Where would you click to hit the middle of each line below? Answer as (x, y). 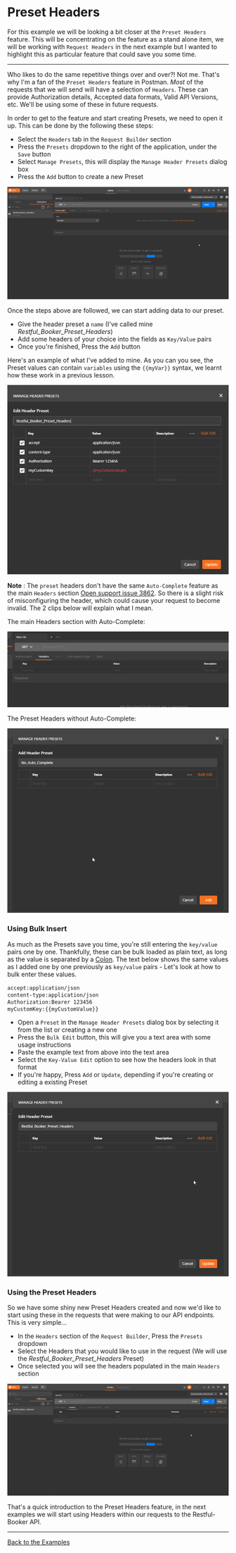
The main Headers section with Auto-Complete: (76, 621)
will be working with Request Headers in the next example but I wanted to (112, 46)
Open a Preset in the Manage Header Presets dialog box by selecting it (118, 1022)
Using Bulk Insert (37, 929)
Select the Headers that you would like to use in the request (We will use (122, 1351)
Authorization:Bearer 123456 (50, 1002)
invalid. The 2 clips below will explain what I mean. (80, 608)
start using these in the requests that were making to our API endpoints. (111, 1315)
